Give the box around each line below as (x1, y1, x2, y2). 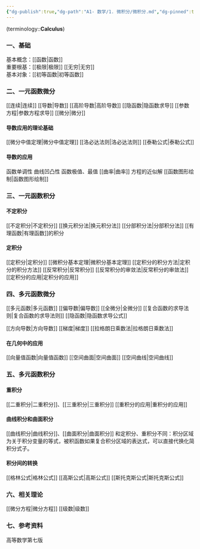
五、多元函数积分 (6, 370, 56, 379)
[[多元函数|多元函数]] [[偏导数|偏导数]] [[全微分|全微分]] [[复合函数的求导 (6, 305, 184, 312)
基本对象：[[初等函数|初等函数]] (6, 70, 84, 78)
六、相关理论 (6, 490, 44, 499)
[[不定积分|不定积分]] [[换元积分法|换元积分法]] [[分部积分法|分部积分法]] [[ (6, 222, 189, 229)
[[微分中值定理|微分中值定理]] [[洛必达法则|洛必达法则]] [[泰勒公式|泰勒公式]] (6, 139, 195, 146)
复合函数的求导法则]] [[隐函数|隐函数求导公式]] (13, 312, 127, 320)
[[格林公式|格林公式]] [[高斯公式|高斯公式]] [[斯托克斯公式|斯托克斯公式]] (6, 474, 184, 481)
